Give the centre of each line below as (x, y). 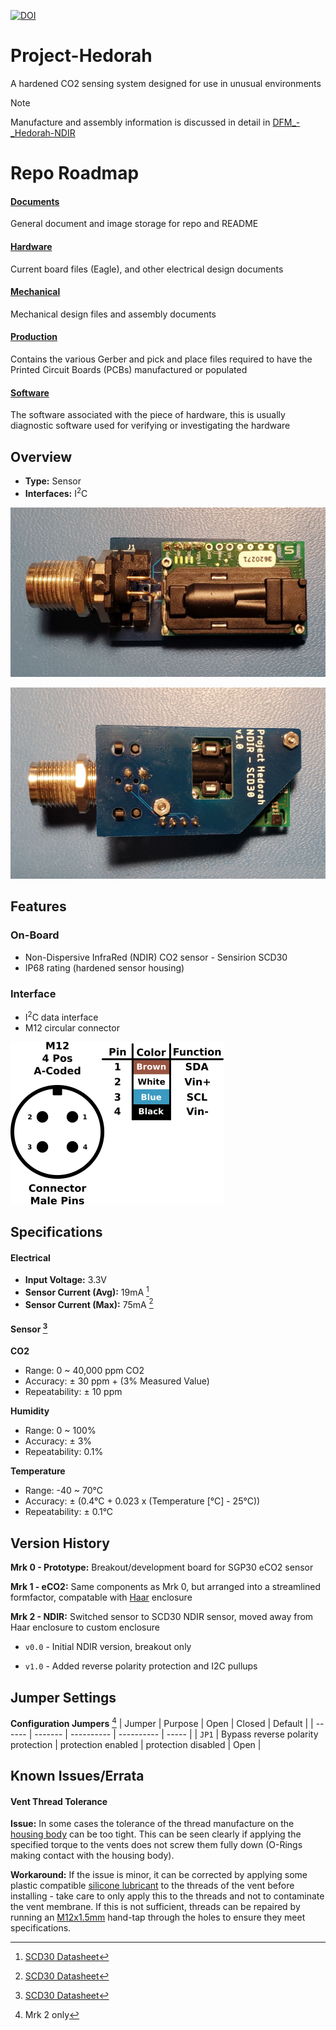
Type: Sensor (53, 481)
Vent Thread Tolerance (59, 1801)
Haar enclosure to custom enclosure (85, 1627)
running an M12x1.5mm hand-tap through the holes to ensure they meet (158, 1917)
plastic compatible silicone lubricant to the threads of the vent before (152, 1886)
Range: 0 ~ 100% (60, 1431)
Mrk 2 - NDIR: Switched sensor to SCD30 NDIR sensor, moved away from (162, 1617)
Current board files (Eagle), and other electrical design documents (147, 269)
